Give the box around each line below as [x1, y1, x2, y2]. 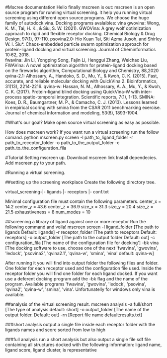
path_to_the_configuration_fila [5, 145, 67, 151]
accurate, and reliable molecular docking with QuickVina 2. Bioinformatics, [5, 78, 158, 84]
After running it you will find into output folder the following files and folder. [5, 260, 159, 266]
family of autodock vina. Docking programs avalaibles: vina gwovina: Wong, [5, 20, 161, 26]
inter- [141, 89, 153, 94]
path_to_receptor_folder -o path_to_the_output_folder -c [5, 140, 120, 146]
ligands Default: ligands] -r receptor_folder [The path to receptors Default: [5, 229, 157, 235]
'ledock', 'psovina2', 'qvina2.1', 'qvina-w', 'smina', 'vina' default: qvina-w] [5, 251, 154, 256]
